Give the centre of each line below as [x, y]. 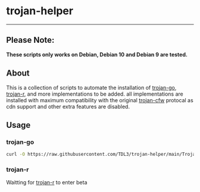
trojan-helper [40, 11]
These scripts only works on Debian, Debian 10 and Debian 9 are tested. [97, 54]
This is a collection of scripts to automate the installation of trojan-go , [91, 87]
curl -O [16, 155]
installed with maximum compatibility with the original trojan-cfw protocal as [100, 100]
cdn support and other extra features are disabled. [68, 106]
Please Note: [30, 40]
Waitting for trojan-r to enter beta [47, 182]
